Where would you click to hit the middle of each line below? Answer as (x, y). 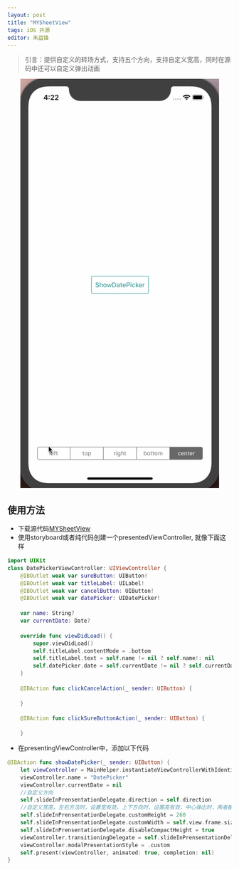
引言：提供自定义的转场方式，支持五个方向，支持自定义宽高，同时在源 (128, 60)
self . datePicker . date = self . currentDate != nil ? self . (119, 666)
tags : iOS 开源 (29, 30)
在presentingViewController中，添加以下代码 (83, 748)
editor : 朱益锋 (28, 38)
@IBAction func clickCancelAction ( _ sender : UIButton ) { (106, 688)
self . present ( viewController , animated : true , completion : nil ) (117, 853)
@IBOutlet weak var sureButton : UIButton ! (84, 576)
